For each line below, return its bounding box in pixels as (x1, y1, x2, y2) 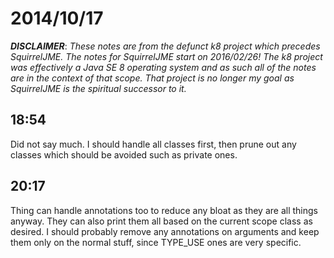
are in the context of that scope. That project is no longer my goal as (10, 72, 295, 84)
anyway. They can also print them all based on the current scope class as (10, 215, 313, 227)
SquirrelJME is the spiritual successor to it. (10, 82, 187, 94)
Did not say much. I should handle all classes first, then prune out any (10, 138, 297, 150)
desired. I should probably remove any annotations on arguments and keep (10, 225, 320, 237)
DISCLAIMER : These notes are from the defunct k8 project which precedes (10, 40, 321, 52)
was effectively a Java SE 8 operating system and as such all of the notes (10, 61, 317, 73)
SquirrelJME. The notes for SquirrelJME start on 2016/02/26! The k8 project (10, 50, 323, 62)
